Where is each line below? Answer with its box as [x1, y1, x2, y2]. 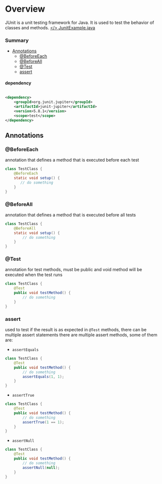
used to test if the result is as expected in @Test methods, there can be [5, 327, 147, 333]
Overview [5, 3, 45, 15]
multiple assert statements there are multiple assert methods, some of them [5, 332, 158, 338]
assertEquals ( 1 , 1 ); [22, 374, 64, 379]
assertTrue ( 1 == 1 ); [22, 420, 64, 424]
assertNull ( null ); [22, 465, 60, 470]
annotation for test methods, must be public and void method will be [5, 267, 142, 273]
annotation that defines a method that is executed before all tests [5, 211, 136, 218]
